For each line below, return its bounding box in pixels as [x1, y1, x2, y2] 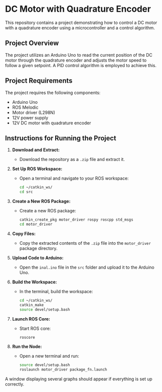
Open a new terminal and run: [19, 353, 80, 359]
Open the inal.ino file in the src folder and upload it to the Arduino [19, 264, 155, 270]
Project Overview [5, 39, 59, 47]
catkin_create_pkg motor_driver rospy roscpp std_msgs [19, 217, 133, 222]
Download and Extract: [12, 147, 60, 153]
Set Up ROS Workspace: [12, 166, 62, 172]
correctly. [5, 381, 24, 387]
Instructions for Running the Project [5, 134, 116, 142]
